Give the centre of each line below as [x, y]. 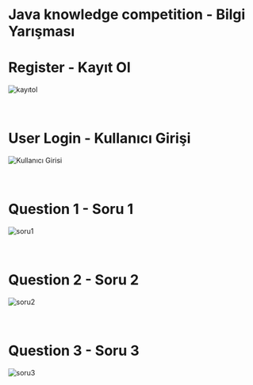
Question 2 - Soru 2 [74, 280]
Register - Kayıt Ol [69, 68]
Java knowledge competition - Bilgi [127, 15]
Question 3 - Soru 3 [74, 351]
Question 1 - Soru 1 [71, 210]
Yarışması [42, 31]
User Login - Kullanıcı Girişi [100, 138]
